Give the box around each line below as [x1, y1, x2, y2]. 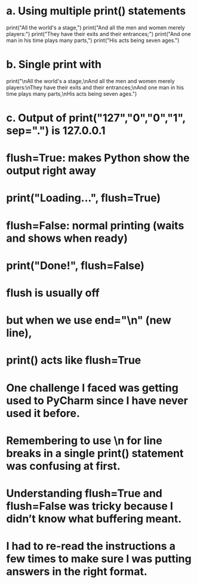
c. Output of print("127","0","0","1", [6, 111, 186, 125]
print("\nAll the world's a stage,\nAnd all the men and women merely [6, 77, 175, 84]
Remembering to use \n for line [6, 434, 162, 447]
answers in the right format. [6, 565, 147, 579]
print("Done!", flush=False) [6, 258, 145, 272]
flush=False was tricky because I [6, 499, 173, 513]
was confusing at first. [6, 459, 121, 473]
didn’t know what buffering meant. [6, 512, 182, 525]
